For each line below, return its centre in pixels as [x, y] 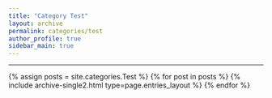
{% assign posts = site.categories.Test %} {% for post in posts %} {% [125, 77]
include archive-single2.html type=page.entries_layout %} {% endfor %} [130, 85]
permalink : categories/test [56, 31]
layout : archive [36, 23]
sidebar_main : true [41, 46]
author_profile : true [45, 38]
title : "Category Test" [49, 16]
